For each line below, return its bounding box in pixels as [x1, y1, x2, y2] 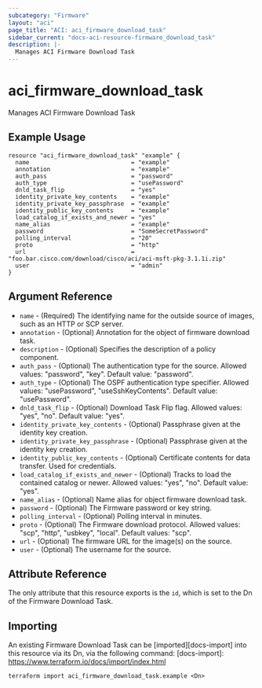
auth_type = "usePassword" [15, 178, 184, 187]
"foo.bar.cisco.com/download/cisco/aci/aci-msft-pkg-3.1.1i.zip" [8, 255, 226, 263]
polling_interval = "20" [15, 234, 153, 242]
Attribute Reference [8, 567, 107, 580]
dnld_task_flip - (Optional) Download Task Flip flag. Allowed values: [19, 403, 242, 412]
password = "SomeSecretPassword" [15, 227, 209, 235]
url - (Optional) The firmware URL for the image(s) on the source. [19, 536, 233, 546]
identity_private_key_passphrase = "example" [15, 200, 170, 208]
